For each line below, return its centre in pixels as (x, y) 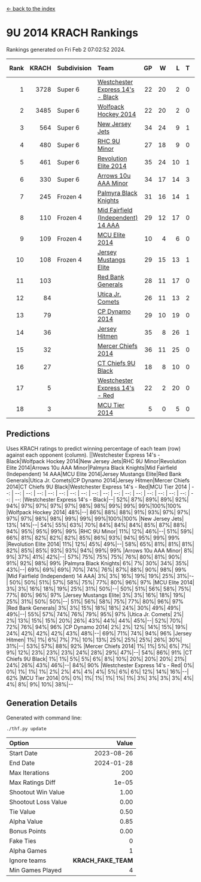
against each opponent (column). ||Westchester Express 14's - (83, 455)
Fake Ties (23, 841)
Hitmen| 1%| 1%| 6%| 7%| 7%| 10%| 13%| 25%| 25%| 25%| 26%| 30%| (94, 640)
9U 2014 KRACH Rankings (72, 33)
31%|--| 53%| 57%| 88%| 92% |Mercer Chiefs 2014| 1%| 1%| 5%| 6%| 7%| (99, 646)
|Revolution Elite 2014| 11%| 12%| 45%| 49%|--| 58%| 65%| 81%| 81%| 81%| (100, 544)
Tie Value (22, 811)
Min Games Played (35, 870)
